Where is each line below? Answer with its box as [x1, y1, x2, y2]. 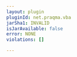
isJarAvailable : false [6, 25, 63, 32]
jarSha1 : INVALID [6, 20, 50, 26]
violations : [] [6, 37, 45, 43]
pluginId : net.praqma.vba [6, 14, 71, 20]
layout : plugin [6, 8, 45, 15]
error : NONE [6, 31, 36, 37]
